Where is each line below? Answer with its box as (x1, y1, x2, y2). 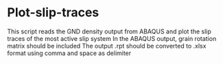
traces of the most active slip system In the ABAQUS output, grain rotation (7, 34, 217, 42)
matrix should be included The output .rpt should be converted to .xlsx (7, 42, 207, 50)
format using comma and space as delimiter (7, 49, 132, 57)
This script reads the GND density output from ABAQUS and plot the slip (7, 27, 211, 35)
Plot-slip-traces (7, 5, 99, 20)
